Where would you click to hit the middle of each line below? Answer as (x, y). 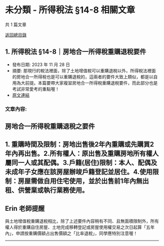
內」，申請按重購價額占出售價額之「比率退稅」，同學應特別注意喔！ (71, 233)
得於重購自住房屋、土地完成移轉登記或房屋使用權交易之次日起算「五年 (84, 227)
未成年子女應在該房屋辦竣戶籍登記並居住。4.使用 (79, 172)
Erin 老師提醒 (25, 208)
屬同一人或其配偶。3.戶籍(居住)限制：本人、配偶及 (81, 163)
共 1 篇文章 (16, 24)
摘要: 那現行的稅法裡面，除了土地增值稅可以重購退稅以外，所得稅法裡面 (84, 70)
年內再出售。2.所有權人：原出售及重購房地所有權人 (82, 154)
